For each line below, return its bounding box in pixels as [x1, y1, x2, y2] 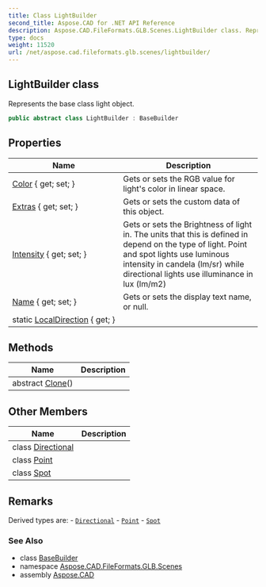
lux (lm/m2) [122, 278, 166, 290]
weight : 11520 [8, 41, 55, 49]
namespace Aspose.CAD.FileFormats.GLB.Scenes [19, 562, 183, 571]
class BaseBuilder [19, 553, 78, 563]
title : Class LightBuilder [8, 11, 97, 20]
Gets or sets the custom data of [122, 196, 240, 207]
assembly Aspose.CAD [19, 570, 95, 580]
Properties [8, 136, 62, 150]
